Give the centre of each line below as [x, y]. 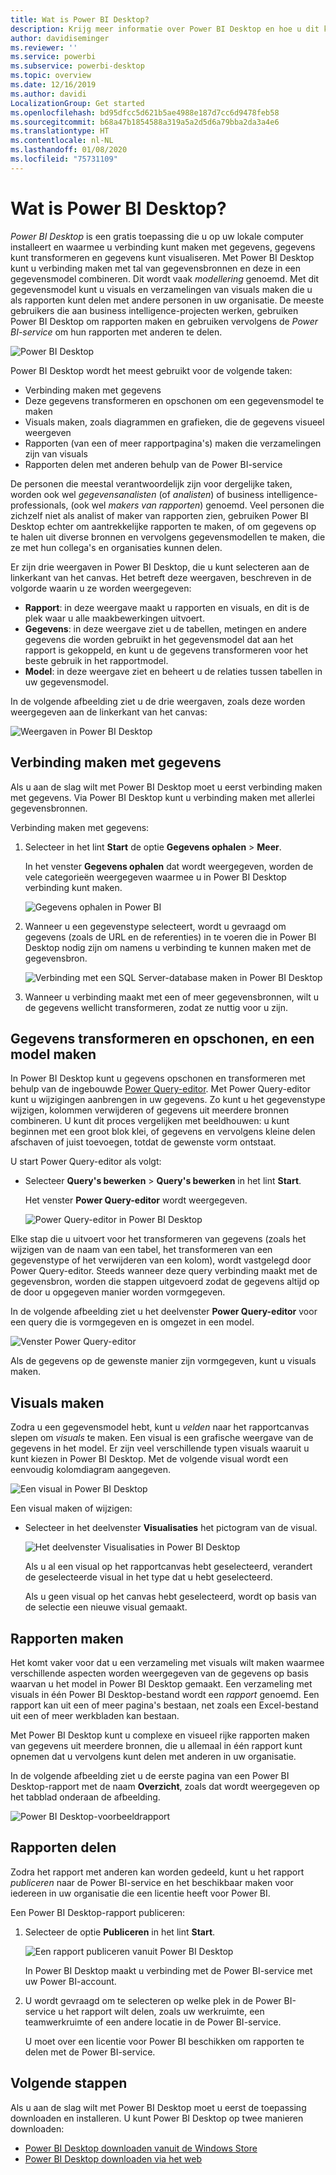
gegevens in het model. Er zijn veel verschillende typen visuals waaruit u [160, 1448]
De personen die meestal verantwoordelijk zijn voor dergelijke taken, [151, 483]
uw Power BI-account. [70, 1981]
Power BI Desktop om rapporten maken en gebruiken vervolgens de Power [164, 321]
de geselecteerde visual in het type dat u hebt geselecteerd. [148, 1577]
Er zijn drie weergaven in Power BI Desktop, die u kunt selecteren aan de [160, 567]
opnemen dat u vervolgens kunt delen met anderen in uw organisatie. [153, 1756]
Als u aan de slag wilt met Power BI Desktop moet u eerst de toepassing [158, 2107]
